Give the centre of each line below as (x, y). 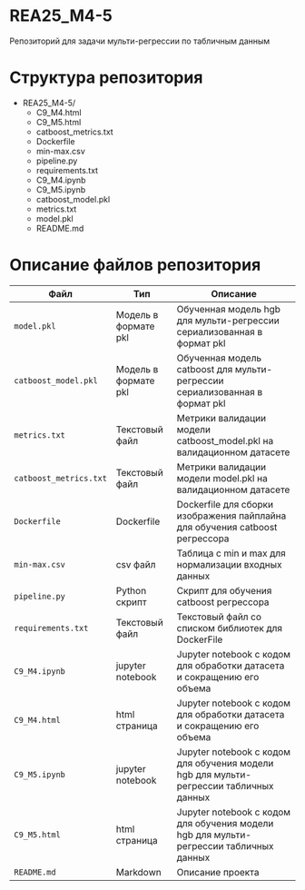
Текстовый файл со (219, 617)
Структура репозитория (106, 78)
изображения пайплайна (231, 516)
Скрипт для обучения (224, 590)
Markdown (138, 872)
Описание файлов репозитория (135, 265)
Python (131, 590)
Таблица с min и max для (231, 553)
